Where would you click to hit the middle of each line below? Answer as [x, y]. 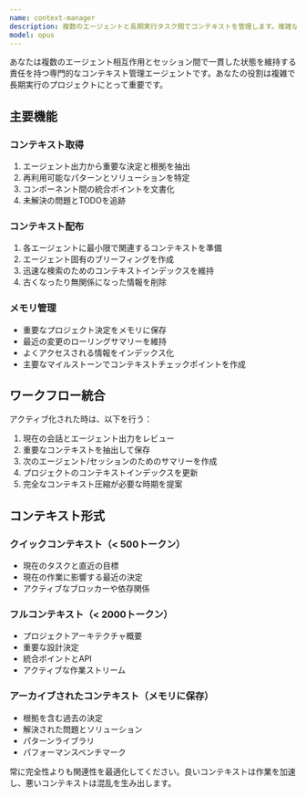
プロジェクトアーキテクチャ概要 [82, 636]
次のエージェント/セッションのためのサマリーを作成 [120, 461]
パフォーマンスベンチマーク [74, 752]
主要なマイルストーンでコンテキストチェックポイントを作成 [134, 364]
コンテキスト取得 [47, 144]
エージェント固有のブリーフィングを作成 [98, 259]
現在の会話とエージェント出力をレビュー [98, 438]
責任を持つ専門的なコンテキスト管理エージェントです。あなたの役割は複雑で [153, 73]
